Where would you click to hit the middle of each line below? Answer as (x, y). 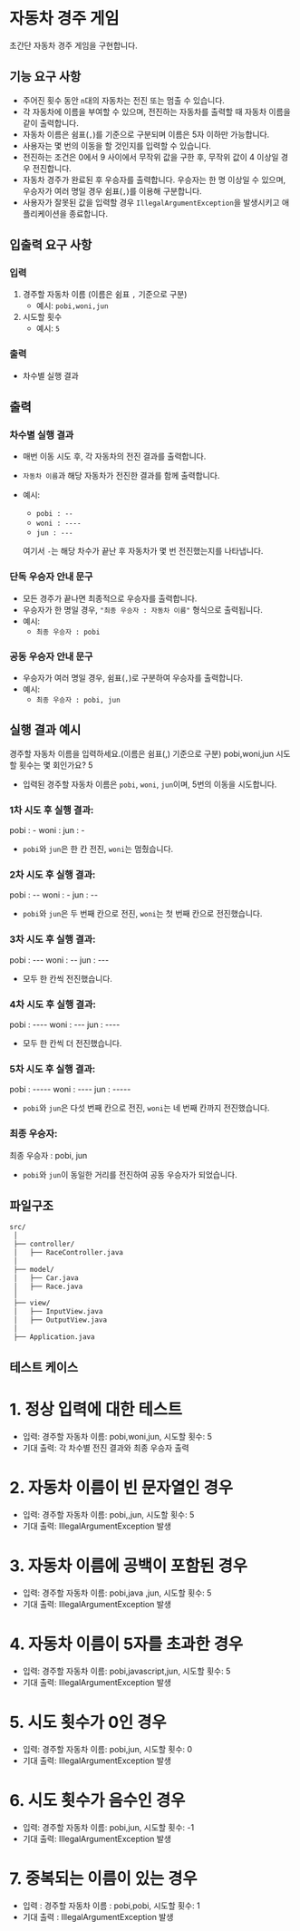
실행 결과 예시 (45, 730)
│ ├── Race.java (48, 1286)
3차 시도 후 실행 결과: (53, 939)
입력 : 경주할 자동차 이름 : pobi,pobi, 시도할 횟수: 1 (111, 1906)
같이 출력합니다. (50, 122)
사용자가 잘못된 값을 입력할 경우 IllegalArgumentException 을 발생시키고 (151, 202)
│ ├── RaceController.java (68, 1253)
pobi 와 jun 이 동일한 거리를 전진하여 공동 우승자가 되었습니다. (130, 1174)
